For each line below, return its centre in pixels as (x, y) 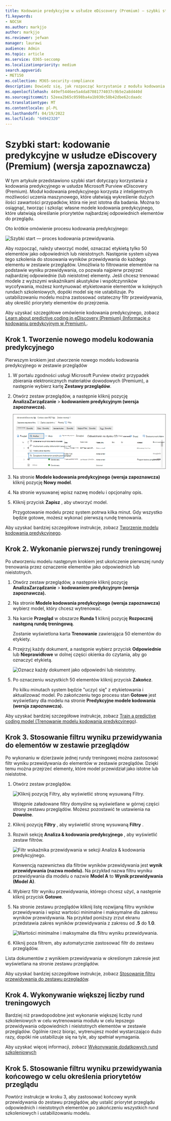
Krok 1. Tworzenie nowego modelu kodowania (79, 339)
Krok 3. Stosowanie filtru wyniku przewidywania (84, 738)
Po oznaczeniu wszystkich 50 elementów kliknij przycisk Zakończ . (82, 679)
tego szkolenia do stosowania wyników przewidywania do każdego (76, 259)
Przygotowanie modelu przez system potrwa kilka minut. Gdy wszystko (88, 512)
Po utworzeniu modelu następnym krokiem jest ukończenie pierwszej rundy (84, 561)
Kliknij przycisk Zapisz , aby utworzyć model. (60, 502)
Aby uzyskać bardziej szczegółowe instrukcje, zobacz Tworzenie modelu (82, 527)
